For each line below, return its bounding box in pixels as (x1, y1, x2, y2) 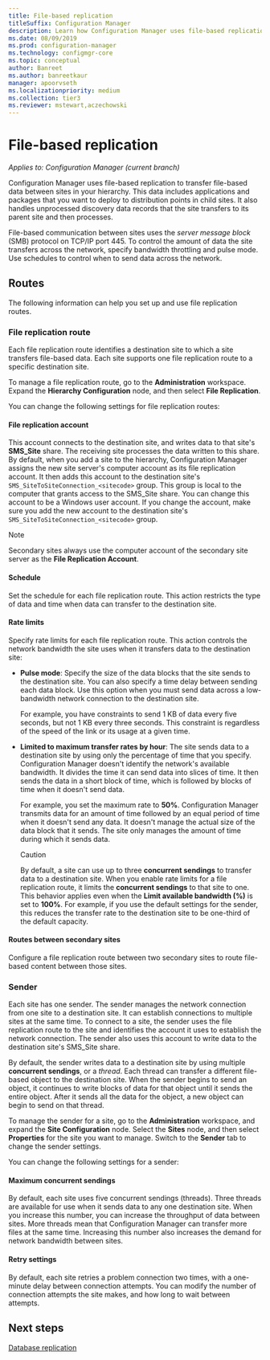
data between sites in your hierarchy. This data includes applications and (8, 186, 250, 197)
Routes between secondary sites (8, 935, 121, 945)
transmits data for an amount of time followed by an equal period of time (19, 808, 260, 818)
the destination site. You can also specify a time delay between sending (19, 676, 258, 686)
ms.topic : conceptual (8, 57, 81, 65)
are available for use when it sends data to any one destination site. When (8, 1202, 253, 1211)
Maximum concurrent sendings (8, 1175, 116, 1185)
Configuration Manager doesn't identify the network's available (19, 758, 230, 768)
